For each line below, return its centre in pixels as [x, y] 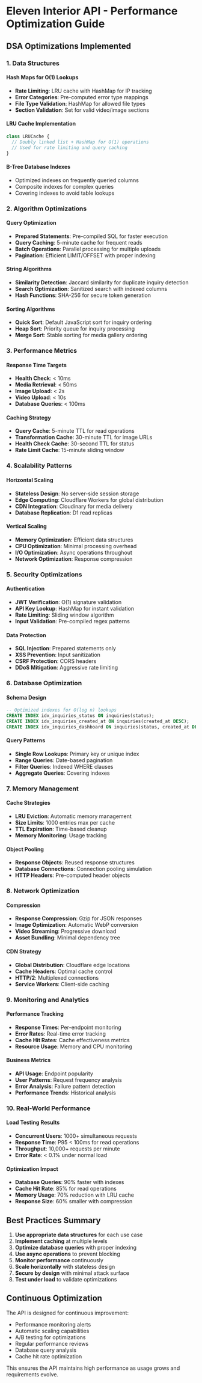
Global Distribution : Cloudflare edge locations [72, 965]
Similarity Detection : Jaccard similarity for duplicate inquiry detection [102, 282]
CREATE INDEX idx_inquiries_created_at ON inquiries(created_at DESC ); [98, 721]
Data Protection [26, 635]
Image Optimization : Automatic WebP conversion [77, 925]
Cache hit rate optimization [48, 1356]
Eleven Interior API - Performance [92, 11]
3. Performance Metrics [42, 351]
